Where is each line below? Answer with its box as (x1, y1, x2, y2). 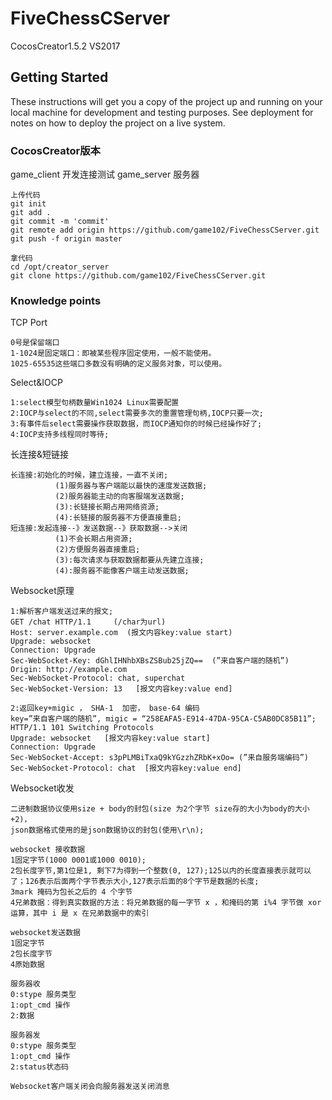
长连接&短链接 (10, 448, 70, 461)
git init (10, 199, 47, 209)
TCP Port (10, 317, 48, 329)
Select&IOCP (10, 377, 63, 389)
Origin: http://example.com (10, 665, 128, 675)
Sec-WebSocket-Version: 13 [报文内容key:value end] (10, 684, 233, 694)
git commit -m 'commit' (10, 217, 110, 227)
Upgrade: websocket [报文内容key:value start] (10, 733, 211, 744)
